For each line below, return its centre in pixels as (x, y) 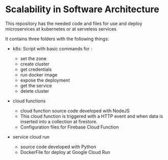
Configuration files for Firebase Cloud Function (69, 127)
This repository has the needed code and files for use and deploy (74, 23)
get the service (36, 86)
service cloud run (31, 137)
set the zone (33, 58)
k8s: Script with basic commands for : (52, 48)
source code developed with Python (58, 147)
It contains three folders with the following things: (57, 39)
